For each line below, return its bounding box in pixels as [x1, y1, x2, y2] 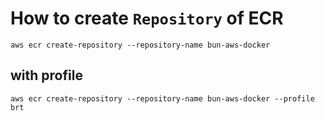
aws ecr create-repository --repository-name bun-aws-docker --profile [10, 93, 315, 104]
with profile [10, 67, 83, 84]
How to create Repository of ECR [10, 7, 284, 30]
